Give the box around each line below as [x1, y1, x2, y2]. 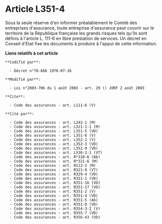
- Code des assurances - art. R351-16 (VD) [9, 180, 100, 185]
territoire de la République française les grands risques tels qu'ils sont [5, 30, 148, 36]
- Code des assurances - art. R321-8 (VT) [9, 167, 98, 172]
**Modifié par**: [5, 77, 41, 82]
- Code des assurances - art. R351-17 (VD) [9, 185, 100, 190]
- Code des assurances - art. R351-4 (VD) [9, 193, 98, 198]
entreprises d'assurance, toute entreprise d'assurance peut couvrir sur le [5, 25, 155, 31]
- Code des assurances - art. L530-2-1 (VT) [9, 150, 103, 155]
